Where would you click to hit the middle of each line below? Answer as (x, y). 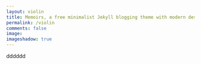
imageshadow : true (29, 39)
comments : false (26, 28)
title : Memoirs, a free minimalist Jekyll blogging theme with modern (96, 17)
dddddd (16, 56)
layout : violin (25, 12)
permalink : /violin (31, 23)
